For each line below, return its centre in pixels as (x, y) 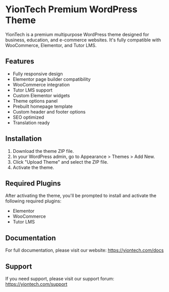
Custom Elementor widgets (41, 95)
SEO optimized (28, 117)
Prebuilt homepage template (43, 106)
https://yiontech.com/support (36, 284)
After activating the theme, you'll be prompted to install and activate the (81, 196)
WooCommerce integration (41, 84)
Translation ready (31, 122)
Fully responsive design (38, 74)
